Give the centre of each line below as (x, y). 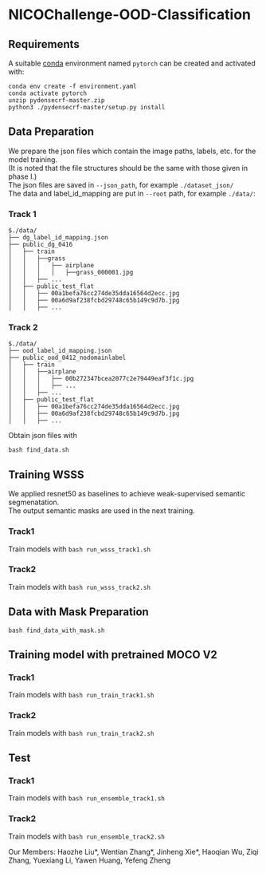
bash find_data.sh (39, 450)
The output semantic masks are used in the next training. (102, 511)
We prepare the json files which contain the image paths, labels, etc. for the (132, 151)
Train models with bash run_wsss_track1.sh (80, 549)
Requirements (44, 44)
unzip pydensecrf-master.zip (57, 101)
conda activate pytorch (48, 93)
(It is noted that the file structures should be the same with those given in (128, 168)
